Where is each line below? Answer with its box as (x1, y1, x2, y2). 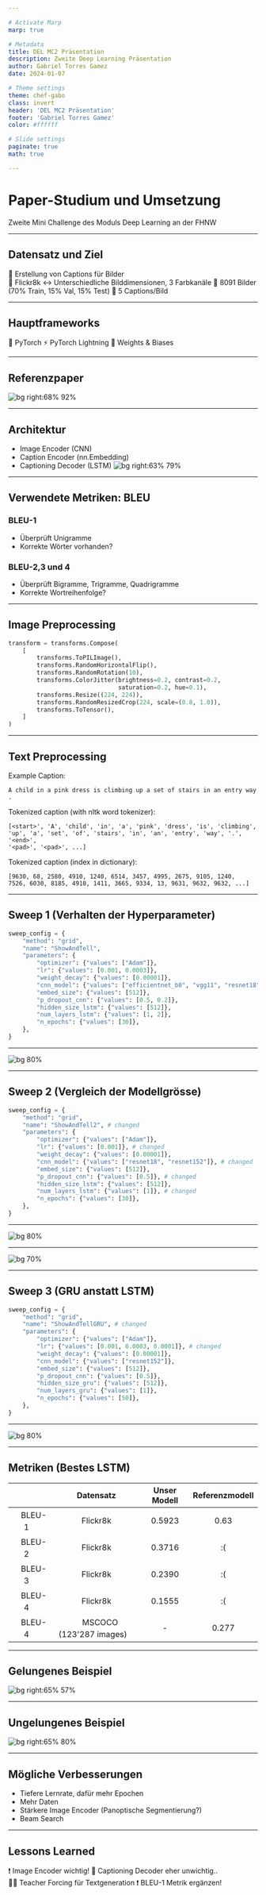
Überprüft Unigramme (19, 533, 93, 542)
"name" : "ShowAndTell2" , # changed (22, 1121, 140, 1129)
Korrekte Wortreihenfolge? (19, 587, 107, 597)
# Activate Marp (8, 18, 62, 26)
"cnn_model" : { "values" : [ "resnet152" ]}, (36, 1357, 176, 1365)
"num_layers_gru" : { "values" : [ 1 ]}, (36, 1387, 158, 1395)
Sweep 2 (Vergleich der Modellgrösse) (8, 1085, 202, 1099)
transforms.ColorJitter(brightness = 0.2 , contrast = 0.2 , (36, 676, 222, 684)
